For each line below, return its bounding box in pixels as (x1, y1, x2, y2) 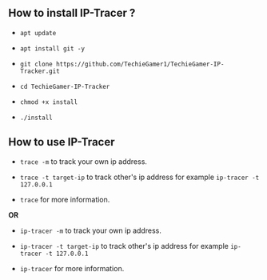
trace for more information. (19, 194, 110, 204)
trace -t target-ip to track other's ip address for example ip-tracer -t (19, 172, 260, 182)
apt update (19, 29, 57, 37)
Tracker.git (19, 67, 60, 75)
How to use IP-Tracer (8, 135, 115, 149)
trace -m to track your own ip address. (19, 156, 148, 166)
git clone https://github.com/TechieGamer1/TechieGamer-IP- (19, 60, 225, 68)
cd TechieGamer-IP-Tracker (19, 82, 110, 90)
